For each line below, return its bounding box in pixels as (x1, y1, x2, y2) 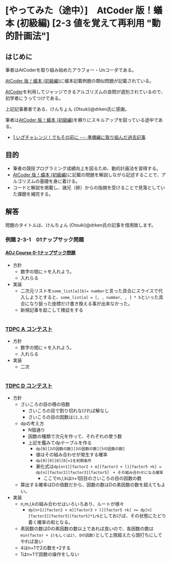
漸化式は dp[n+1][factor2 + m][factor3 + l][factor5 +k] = (35, 464, 162, 470)
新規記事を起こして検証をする (20, 307, 83, 313)
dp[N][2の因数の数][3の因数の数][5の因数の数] (35, 447, 125, 452)
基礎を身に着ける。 (39, 178, 80, 184)
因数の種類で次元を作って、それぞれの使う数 (28, 433, 122, 439)
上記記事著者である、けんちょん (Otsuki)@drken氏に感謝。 (5, 106, 130, 112)
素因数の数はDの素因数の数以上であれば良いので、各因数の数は (20, 526, 154, 532)
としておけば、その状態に (99, 513, 153, 519)
